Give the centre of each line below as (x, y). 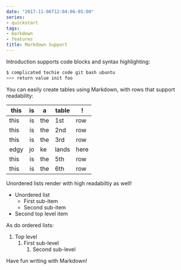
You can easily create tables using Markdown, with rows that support (90, 89)
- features (20, 39)
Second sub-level (54, 249)
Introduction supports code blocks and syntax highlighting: (78, 61)
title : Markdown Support (37, 45)
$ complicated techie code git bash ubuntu (61, 72)
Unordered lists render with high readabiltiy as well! (69, 183)
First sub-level (41, 243)
